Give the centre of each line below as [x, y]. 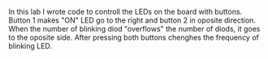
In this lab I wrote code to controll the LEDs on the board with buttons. [125, 12]
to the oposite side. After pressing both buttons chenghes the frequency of [134, 37]
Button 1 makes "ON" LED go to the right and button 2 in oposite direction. [132, 20]
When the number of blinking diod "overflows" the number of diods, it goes [134, 29]
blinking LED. [30, 46]
